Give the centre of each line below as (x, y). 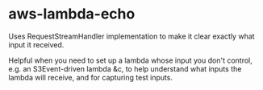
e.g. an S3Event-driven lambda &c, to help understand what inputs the (125, 68)
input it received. (36, 44)
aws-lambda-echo (72, 14)
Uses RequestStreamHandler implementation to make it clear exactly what (132, 36)
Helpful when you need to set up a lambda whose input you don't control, (130, 60)
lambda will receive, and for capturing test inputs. (91, 77)
